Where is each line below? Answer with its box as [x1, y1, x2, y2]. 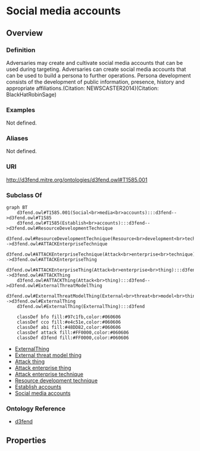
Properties [6, 435, 46, 445]
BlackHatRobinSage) [6, 91, 57, 98]
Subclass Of [6, 191, 43, 199]
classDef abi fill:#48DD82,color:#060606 [17, 325, 121, 331]
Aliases [6, 134, 29, 142]
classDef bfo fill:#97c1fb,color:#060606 [17, 314, 121, 320]
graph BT [6, 204, 28, 211]
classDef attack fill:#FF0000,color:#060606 [17, 329, 129, 336]
